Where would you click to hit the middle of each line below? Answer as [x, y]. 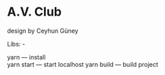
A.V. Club [34, 12]
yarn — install [26, 57]
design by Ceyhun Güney [43, 31]
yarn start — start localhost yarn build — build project [83, 64]
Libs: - [16, 44]
